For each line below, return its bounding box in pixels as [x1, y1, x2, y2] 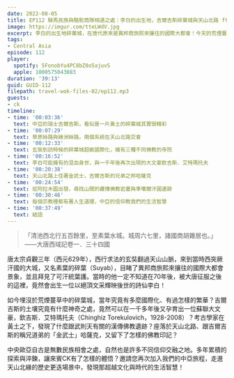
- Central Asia [7, 43, 52, 50]
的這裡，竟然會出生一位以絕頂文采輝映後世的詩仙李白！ [7, 280, 166, 289]
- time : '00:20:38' [7, 165, 64, 173]
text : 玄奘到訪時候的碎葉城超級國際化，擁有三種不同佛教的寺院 [13, 146, 173, 153]
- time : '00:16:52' [7, 153, 64, 160]
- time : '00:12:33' [7, 140, 64, 147]
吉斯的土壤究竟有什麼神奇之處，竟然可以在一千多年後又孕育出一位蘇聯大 [7, 304, 214, 312]
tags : [7, 36, 23, 43]
